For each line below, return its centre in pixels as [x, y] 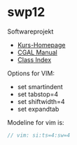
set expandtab [38, 109]
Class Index [34, 59]
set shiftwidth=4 [41, 101]
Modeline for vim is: [36, 122]
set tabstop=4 [38, 94]
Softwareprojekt [30, 31]
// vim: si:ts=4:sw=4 [39, 135]
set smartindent [40, 86]
